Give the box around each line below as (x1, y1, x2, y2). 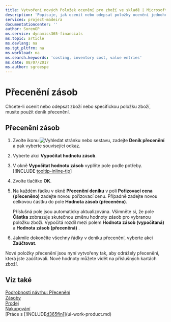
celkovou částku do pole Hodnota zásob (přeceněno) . (12, 198, 127, 204)
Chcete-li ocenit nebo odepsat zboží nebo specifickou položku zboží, (5, 103, 151, 110)
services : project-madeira (5, 17, 63, 22)
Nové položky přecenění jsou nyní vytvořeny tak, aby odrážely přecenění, (5, 250, 160, 256)
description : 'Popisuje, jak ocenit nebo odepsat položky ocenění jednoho (5, 12, 167, 17)
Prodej (5, 300, 19, 306)
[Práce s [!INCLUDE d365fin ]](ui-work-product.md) (5, 311, 112, 317)
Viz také (5, 275, 32, 284)
